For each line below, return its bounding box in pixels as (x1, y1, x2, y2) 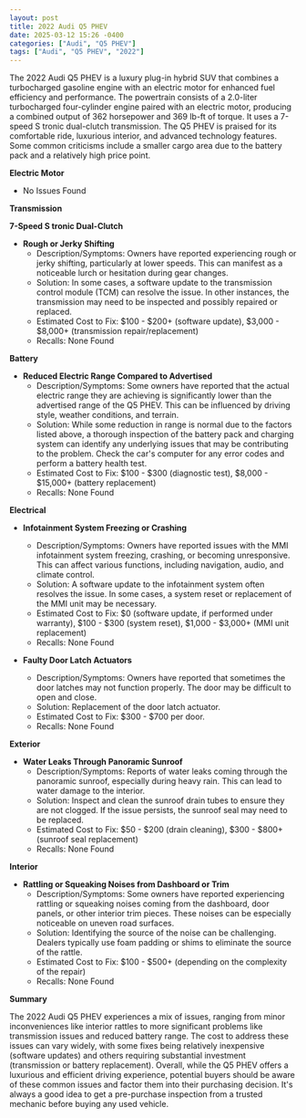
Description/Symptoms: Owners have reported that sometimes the (36, 673, 286, 684)
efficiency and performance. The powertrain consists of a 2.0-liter (9, 92, 258, 103)
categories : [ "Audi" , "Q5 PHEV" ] (9, 38, 137, 48)
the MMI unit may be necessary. (36, 599, 158, 610)
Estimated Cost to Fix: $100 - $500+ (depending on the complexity (36, 956, 288, 967)
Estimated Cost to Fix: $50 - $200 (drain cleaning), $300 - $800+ (36, 824, 284, 835)
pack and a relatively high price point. (9, 150, 151, 161)
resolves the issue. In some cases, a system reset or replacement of (36, 589, 292, 600)
